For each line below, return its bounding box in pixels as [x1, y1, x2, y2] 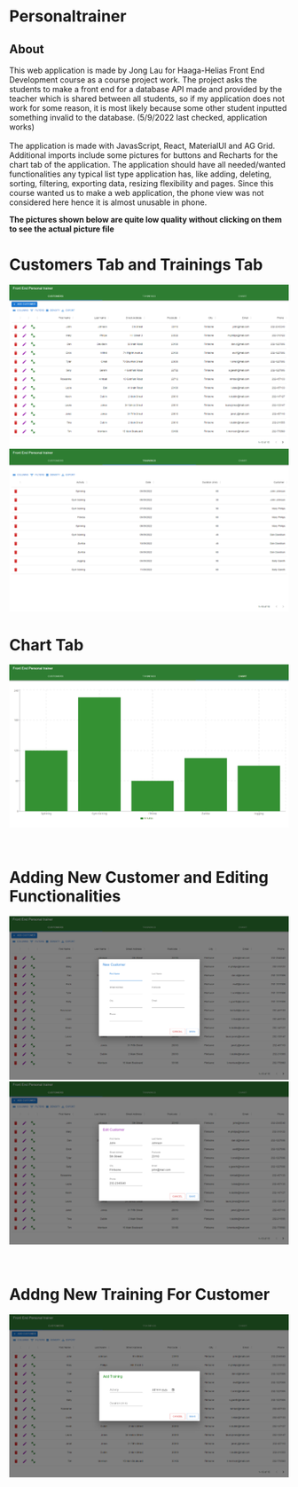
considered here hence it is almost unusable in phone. [9, 197, 208, 208]
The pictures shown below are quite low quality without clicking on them [9, 215, 282, 224]
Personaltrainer [9, 6, 127, 27]
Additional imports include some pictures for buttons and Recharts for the [9, 150, 278, 161]
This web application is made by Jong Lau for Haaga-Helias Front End [9, 65, 265, 75]
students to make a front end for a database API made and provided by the [9, 84, 282, 94]
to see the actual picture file [9, 224, 115, 234]
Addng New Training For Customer [9, 1285, 271, 1305]
